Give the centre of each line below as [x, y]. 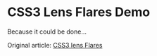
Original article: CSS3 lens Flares [55, 45]
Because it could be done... [47, 31]
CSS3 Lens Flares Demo [78, 12]
